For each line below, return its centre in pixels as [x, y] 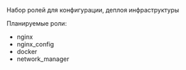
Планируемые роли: [37, 23]
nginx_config [35, 44]
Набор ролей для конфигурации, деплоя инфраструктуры [93, 10]
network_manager [43, 59]
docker [27, 52]
